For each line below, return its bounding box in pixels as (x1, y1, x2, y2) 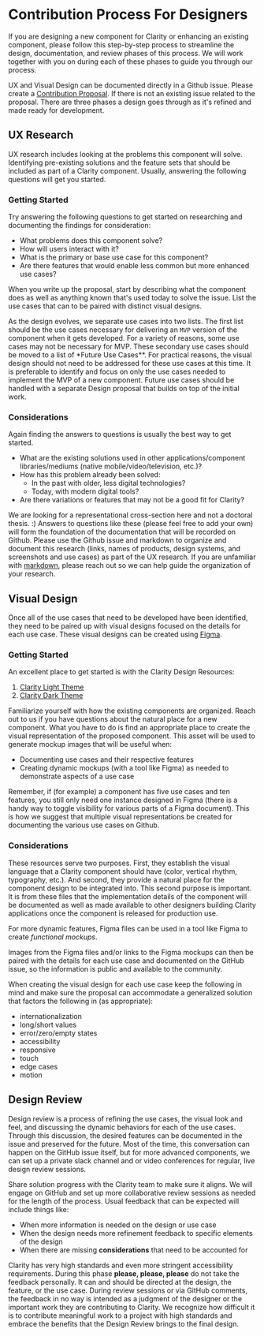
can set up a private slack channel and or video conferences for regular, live (8, 1155, 255, 1165)
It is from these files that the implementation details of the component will (8, 891, 247, 901)
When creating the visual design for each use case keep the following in (8, 980, 243, 989)
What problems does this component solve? (19, 236, 163, 245)
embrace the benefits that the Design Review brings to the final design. (8, 1319, 239, 1328)
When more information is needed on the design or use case (19, 1220, 217, 1230)
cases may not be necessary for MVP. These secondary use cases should (8, 341, 249, 352)
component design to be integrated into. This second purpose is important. (8, 883, 252, 893)
